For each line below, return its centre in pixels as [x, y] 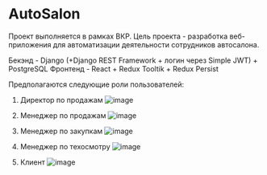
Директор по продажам [61, 100]
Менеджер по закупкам [61, 131]
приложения [30, 44]
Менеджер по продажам [63, 115]
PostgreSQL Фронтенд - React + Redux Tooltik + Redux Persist [114, 68]
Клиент [33, 162]
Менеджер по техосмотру [65, 146]
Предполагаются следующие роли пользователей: [96, 84]
